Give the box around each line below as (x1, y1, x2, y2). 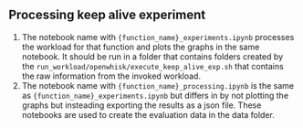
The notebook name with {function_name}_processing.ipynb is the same (21, 80, 294, 91)
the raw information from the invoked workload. (21, 70, 202, 81)
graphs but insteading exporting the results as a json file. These (21, 100, 262, 111)
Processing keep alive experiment (8, 7, 206, 23)
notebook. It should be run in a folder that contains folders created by (21, 50, 284, 62)
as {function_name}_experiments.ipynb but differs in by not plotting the (21, 90, 289, 101)
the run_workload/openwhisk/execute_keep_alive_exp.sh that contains (21, 60, 284, 71)
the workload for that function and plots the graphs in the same (21, 41, 260, 52)
